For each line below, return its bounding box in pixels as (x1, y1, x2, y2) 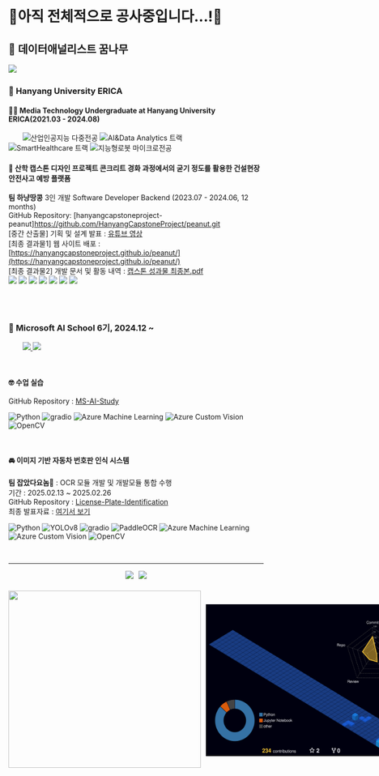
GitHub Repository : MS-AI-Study (8, 396, 120, 406)
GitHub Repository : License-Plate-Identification (8, 497, 168, 507)
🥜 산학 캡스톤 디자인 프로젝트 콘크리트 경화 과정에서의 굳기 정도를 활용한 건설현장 (8, 163, 261, 173)
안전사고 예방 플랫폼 (8, 173, 71, 183)
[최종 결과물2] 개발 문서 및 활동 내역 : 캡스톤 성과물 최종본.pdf (8, 266, 204, 276)
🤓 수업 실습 (8, 377, 45, 387)
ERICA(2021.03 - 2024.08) (8, 114, 100, 124)
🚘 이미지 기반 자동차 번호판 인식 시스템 (8, 455, 130, 466)
